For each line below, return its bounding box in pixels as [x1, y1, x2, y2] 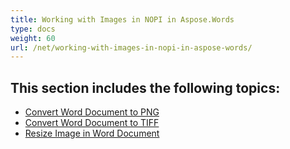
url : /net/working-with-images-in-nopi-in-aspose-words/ [10, 42, 253, 53]
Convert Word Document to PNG [24, 106, 160, 118]
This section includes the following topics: [10, 79, 281, 96]
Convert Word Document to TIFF [24, 117, 160, 129]
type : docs [10, 24, 56, 34]
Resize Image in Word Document [24, 127, 160, 140]
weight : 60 [10, 33, 56, 43]
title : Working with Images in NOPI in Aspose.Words [10, 14, 235, 25]
